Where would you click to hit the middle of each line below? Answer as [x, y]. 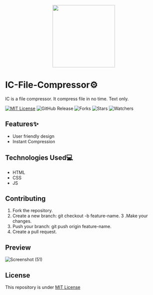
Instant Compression [34, 141]
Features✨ [22, 124]
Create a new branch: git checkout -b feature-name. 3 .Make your [80, 216]
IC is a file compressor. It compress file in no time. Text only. [67, 99]
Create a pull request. [35, 232]
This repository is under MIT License [43, 287]
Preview [18, 247]
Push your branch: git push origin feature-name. [62, 227]
